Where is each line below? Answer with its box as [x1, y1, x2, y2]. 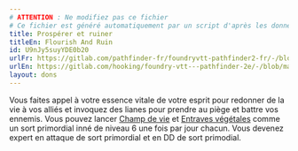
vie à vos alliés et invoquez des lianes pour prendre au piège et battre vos [9, 103, 279, 115]
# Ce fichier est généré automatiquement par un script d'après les [9, 21, 268, 30]
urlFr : [9, 54, 34, 63]
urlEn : [9, 63, 34, 72]
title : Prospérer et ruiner [9, 29, 114, 38]
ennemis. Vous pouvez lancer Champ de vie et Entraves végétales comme [9, 113, 281, 124]
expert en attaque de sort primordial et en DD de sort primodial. [9, 132, 242, 142]
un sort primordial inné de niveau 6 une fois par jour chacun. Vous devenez [9, 123, 284, 133]
